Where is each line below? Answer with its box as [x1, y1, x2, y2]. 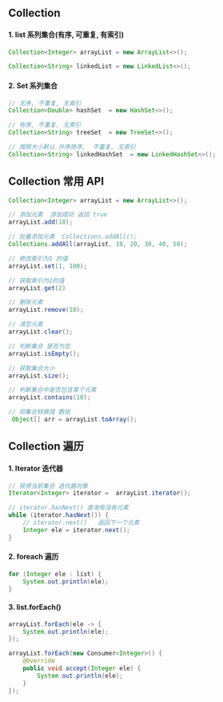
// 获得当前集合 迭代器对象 [8, 482, 89, 490]
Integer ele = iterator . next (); [22, 526, 130, 534]
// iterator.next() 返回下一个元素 [22, 518, 140, 527]
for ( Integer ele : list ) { [8, 570, 102, 578]
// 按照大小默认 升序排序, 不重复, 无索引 [8, 143, 136, 151]
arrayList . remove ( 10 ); [8, 306, 84, 314]
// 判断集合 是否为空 [8, 342, 70, 350]
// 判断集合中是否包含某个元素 [8, 386, 98, 394]
